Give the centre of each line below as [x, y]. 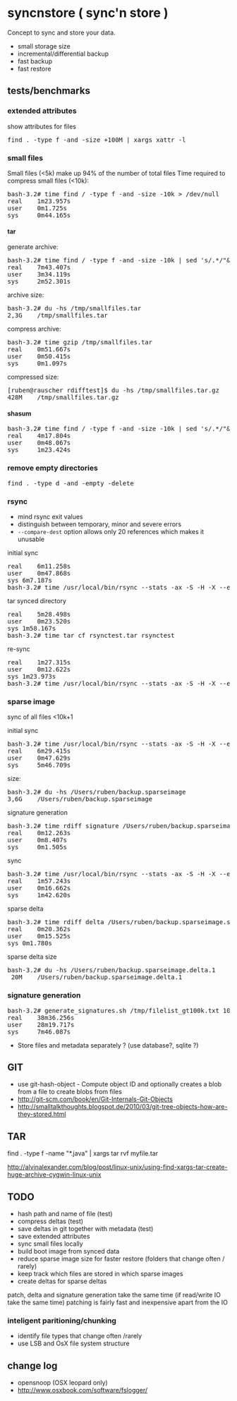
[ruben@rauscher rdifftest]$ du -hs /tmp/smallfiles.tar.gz [114, 390]
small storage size [44, 46]
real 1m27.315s [39, 662]
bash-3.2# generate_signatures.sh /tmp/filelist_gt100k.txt [114, 1011]
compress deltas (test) [50, 1221]
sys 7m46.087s [39, 1032]
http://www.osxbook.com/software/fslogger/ [83, 1390]
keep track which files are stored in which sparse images [100, 1273]
